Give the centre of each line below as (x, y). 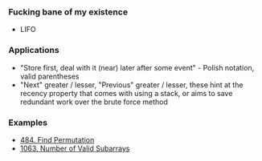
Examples (28, 123)
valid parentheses (49, 76)
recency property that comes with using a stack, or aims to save (126, 93)
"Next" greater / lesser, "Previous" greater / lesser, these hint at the (131, 85)
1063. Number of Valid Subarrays (75, 148)
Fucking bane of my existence (68, 12)
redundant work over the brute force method (94, 102)
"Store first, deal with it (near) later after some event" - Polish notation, (137, 67)
